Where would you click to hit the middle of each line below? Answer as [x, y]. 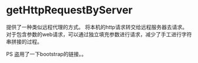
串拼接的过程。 [24, 41]
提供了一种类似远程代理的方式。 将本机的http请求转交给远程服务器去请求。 [97, 27]
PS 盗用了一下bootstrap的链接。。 [47, 54]
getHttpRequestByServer [69, 10]
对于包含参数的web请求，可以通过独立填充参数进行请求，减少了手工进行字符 [99, 34]
